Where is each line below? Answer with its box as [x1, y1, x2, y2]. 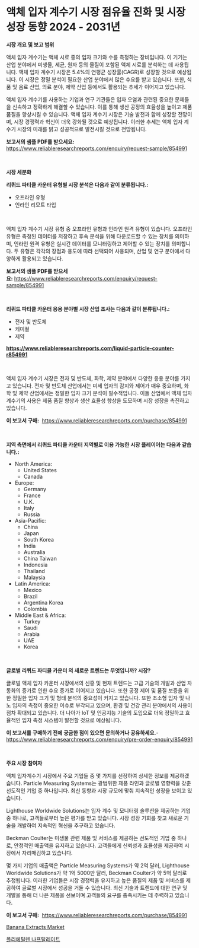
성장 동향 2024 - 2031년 [6, 20, 120, 34]
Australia [23, 548, 46, 555]
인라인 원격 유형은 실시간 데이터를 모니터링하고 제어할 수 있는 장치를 [14, 240, 171, 247]
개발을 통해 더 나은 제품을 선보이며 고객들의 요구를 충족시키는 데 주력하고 [6, 891, 174, 899]
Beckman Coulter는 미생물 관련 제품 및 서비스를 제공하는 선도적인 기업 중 [6, 834, 176, 841]
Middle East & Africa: [14, 612, 66, 619]
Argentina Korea [23, 599, 63, 606]
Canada [23, 473, 43, 480]
